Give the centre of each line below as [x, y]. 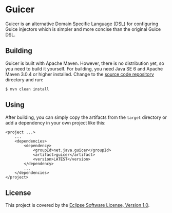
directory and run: [24, 79]
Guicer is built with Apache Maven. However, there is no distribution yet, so [85, 63]
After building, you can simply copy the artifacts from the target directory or [86, 117]
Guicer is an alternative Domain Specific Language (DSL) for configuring [82, 24]
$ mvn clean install [27, 89]
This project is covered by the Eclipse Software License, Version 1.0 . [78, 205]
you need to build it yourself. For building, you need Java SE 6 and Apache [84, 68]
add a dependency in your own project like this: [55, 122]
